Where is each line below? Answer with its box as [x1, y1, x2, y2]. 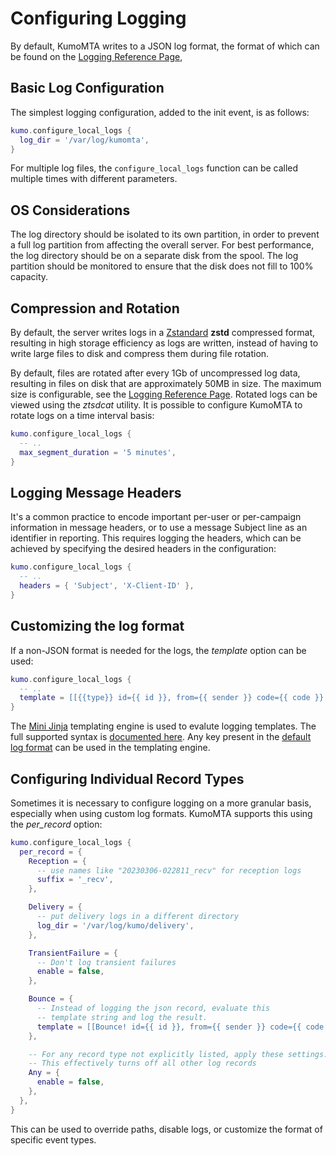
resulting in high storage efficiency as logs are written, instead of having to [10, 337, 319, 349]
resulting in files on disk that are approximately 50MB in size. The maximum [10, 378, 322, 389]
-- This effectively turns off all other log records [28, 1058, 257, 1069]
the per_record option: [10, 818, 103, 830]
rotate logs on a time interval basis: [10, 410, 155, 421]
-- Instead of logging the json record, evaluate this [36, 1003, 271, 1014]
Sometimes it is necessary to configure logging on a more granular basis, [10, 797, 312, 809]
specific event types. [10, 1133, 97, 1146]
